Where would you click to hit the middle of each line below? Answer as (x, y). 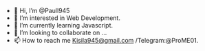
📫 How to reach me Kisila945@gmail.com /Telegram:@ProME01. (106, 40)
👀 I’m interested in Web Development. (67, 18)
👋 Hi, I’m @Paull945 (42, 11)
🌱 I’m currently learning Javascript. (63, 25)
